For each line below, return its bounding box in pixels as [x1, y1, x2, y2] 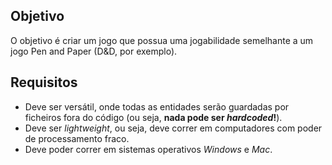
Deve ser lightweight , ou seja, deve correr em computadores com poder [24, 122, 323, 134]
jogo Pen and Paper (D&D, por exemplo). [10, 45, 178, 57]
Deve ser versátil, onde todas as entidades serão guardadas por [24, 100, 290, 113]
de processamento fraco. [24, 132, 130, 144]
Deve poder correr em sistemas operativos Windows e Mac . [24, 143, 273, 155]
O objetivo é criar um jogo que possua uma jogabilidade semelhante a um [10, 34, 314, 46]
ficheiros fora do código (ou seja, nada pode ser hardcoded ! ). [24, 111, 283, 123]
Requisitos [10, 74, 78, 91]
